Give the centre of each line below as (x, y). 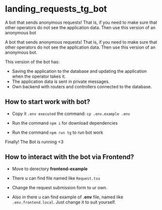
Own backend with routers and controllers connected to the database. (82, 86)
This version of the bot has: (32, 62)
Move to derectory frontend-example (50, 169)
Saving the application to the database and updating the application (79, 71)
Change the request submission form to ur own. (59, 187)
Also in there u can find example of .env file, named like (67, 197)
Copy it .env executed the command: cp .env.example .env (71, 113)
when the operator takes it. (39, 76)
